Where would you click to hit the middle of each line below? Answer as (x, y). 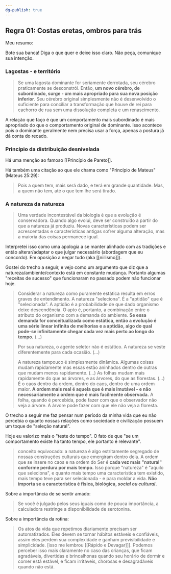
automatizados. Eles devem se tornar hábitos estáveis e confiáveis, (88, 534)
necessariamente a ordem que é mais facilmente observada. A (86, 395)
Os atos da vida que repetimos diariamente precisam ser (77, 529)
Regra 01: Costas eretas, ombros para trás (74, 31)
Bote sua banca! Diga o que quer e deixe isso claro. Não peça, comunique (83, 53)
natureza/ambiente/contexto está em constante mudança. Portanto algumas (86, 273)
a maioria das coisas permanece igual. (58, 237)
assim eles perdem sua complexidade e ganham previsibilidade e (86, 540)
